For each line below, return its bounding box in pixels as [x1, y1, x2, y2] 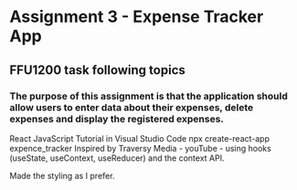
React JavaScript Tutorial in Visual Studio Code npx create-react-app [9, 132, 270, 143]
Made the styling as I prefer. [9, 170, 115, 181]
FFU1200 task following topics [9, 62, 186, 78]
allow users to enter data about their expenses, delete [9, 100, 254, 113]
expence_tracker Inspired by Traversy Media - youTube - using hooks [9, 142, 271, 153]
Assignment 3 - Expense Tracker [9, 6, 264, 27]
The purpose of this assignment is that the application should [9, 90, 288, 102]
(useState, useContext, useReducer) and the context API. [9, 153, 225, 164]
